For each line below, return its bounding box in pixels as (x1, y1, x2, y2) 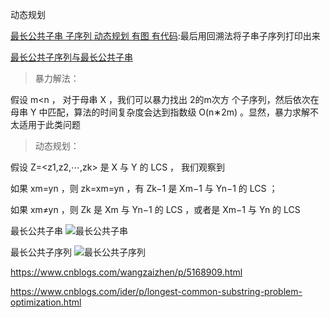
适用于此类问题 (18, 119, 81, 130)
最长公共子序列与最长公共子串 (10, 51, 133, 63)
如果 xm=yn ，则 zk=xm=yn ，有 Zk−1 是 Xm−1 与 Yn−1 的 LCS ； (10, 183, 278, 194)
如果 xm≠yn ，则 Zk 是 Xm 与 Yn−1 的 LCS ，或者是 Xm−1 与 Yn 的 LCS (10, 204, 301, 215)
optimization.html (10, 296, 82, 308)
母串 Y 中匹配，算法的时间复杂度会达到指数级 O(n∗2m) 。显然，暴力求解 (10, 106, 310, 118)
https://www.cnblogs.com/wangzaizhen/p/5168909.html (10, 266, 243, 278)
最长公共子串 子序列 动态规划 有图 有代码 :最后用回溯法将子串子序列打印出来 (10, 30, 321, 42)
